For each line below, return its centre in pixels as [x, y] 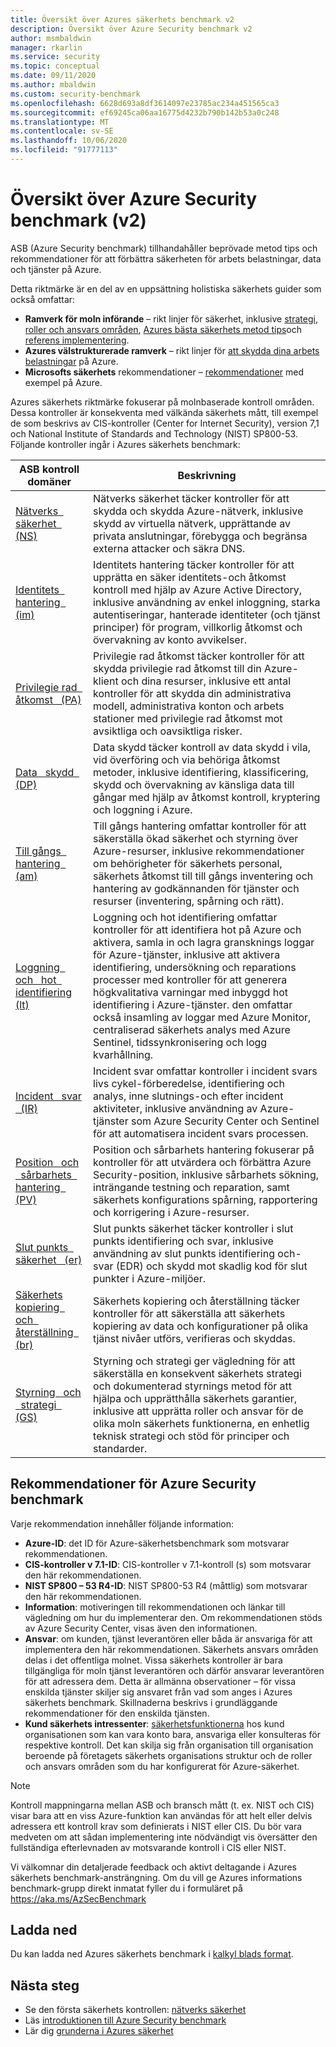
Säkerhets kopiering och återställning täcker [197, 1301]
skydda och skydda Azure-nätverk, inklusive [198, 511]
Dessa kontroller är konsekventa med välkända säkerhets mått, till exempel [164, 412]
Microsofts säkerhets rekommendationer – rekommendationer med [164, 372]
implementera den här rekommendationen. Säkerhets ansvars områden [171, 1649]
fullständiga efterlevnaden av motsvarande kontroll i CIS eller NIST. [148, 1847]
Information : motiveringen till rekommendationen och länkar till [155, 1607]
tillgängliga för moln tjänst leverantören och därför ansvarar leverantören [174, 1670]
